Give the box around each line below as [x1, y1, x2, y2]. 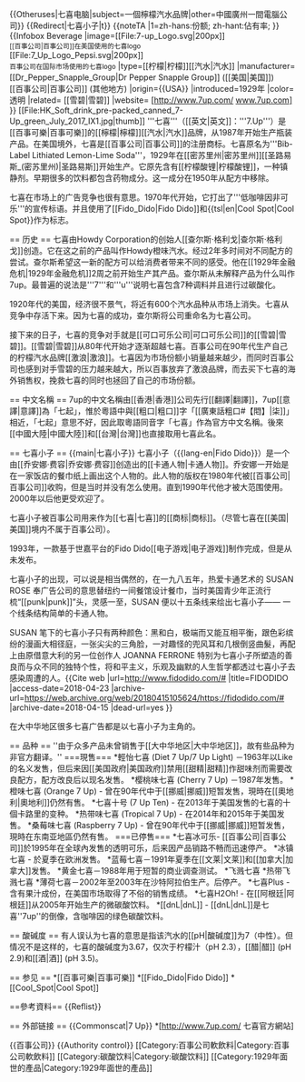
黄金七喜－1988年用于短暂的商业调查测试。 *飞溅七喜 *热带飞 [61, 866, 290, 876]
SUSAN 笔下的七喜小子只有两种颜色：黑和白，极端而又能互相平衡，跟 [9, 627, 271, 637]
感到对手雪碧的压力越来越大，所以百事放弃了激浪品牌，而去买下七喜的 [25, 364, 288, 374]
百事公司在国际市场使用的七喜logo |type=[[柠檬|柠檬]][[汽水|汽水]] [9, 61, 235, 71]
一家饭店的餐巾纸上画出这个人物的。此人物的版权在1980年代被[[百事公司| [16, 470, 290, 481]
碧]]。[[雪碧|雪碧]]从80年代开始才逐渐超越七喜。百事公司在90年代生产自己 [9, 341, 289, 351]
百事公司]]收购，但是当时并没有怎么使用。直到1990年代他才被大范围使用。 [9, 482, 289, 492]
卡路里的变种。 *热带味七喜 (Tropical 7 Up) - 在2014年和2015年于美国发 [16, 808, 285, 819]
